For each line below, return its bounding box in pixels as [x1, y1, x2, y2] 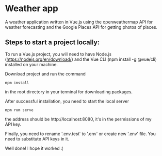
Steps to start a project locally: [5, 38, 100, 47]
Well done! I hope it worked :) [5, 145, 64, 151]
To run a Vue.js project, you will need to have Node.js [5, 51, 112, 57]
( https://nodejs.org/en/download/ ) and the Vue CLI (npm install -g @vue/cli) [5, 56, 157, 62]
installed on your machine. [5, 61, 58, 67]
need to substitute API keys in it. [5, 136, 69, 141]
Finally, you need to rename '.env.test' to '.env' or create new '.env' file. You [5, 131, 156, 137]
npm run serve [5, 107, 34, 112]
